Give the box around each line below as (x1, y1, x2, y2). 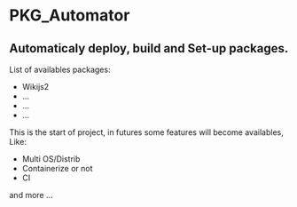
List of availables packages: (9, 64, 111, 75)
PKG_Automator (9, 5, 130, 26)
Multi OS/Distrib (21, 154, 81, 164)
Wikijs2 (21, 82, 50, 92)
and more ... (9, 190, 53, 200)
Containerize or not (21, 163, 93, 173)
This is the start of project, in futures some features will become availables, (9, 127, 284, 138)
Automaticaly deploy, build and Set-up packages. (9, 41, 289, 56)
